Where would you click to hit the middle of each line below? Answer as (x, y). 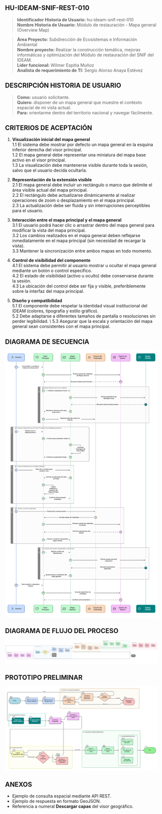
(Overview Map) (33, 30)
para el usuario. (28, 211)
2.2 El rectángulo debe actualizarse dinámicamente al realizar (74, 195)
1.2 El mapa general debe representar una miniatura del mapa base (79, 155)
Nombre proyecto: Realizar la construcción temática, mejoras (79, 49)
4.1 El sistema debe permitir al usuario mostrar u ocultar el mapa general (84, 266)
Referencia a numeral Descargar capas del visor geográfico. (73, 806)
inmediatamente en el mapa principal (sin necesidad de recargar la (79, 241)
